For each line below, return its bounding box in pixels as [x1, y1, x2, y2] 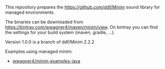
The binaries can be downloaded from [5, 19, 83, 25]
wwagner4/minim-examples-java [12, 58, 81, 64]
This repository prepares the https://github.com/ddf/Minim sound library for [5, 4, 160, 10]
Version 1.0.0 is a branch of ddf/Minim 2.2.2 [5, 39, 94, 45]
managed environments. [5, 9, 55, 15]
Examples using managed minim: [5, 49, 73, 54]
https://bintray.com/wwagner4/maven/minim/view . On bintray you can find [5, 24, 158, 30]
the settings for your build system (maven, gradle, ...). [5, 30, 115, 35]
